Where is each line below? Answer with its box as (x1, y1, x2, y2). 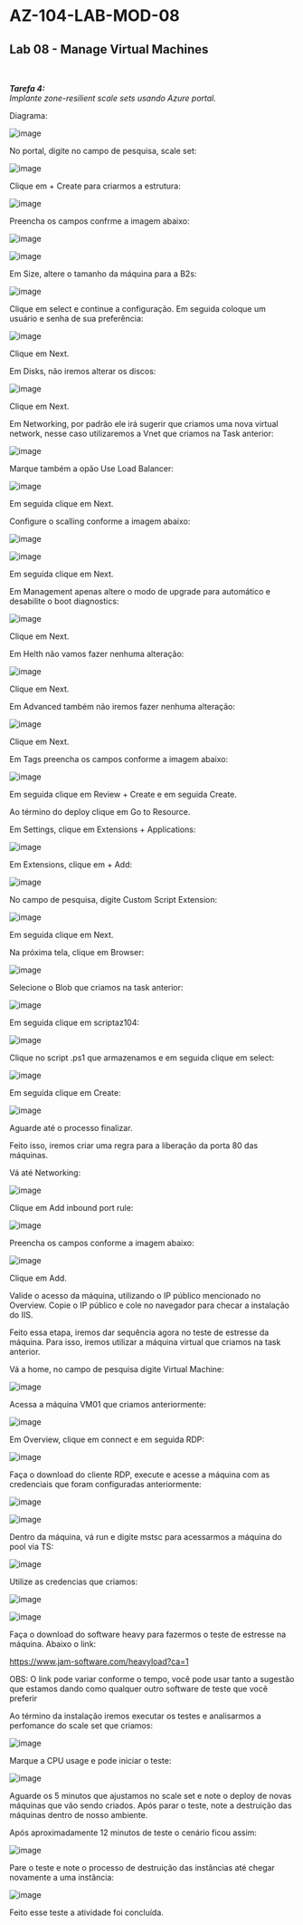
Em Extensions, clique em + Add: (9, 859, 133, 870)
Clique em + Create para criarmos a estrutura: (9, 180, 181, 191)
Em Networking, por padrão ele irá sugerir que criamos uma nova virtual (9, 419, 279, 429)
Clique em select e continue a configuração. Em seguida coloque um (9, 304, 267, 314)
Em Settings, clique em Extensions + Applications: (9, 824, 196, 835)
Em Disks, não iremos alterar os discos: (9, 366, 156, 376)
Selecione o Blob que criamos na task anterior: (9, 982, 184, 992)
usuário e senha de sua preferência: (9, 314, 144, 324)
